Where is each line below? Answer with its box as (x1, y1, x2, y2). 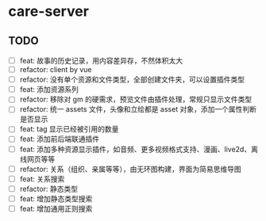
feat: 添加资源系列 (19, 85, 79, 94)
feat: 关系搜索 (19, 173, 65, 184)
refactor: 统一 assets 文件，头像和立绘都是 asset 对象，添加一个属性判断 (19, 105, 256, 114)
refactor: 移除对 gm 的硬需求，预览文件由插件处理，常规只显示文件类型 (19, 94, 253, 105)
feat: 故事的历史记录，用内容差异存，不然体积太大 (19, 56, 183, 65)
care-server (8, 2, 90, 21)
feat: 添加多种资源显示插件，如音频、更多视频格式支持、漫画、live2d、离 (19, 144, 258, 154)
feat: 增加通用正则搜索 (19, 204, 93, 213)
